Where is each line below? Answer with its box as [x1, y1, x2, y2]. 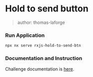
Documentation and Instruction [5, 55, 83, 62]
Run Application [5, 32, 45, 39]
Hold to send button [5, 3, 89, 14]
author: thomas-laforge [17, 19, 65, 25]
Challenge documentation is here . [5, 66, 75, 72]
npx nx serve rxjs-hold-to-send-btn [5, 43, 81, 48]
